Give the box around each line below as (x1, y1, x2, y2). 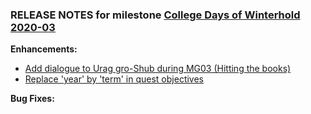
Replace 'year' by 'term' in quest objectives (24, 73, 204, 85)
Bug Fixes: (10, 93, 55, 105)
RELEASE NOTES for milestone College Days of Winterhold (10, 8, 301, 22)
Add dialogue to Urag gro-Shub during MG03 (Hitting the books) (24, 63, 292, 75)
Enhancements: (10, 43, 78, 55)
